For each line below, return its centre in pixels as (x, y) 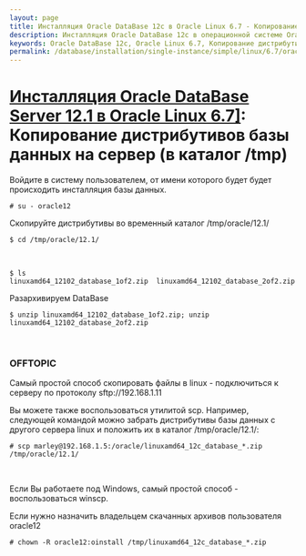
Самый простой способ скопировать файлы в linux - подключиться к (144, 383)
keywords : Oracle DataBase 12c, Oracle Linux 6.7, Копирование (132, 43)
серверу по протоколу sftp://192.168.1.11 (86, 393)
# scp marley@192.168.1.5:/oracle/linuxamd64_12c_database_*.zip (136, 447)
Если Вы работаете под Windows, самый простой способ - (124, 489)
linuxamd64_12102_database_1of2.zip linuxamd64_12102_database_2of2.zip (153, 282)
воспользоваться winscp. (59, 499)
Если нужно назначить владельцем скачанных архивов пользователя (146, 516)
